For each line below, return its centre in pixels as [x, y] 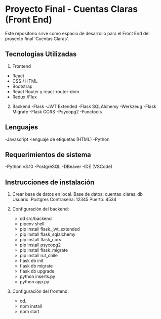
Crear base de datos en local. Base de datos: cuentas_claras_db [78, 194]
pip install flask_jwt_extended [50, 229]
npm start [29, 312]
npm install [31, 306]
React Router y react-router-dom [46, 91]
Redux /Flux [24, 97]
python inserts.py [38, 276]
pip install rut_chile [39, 256]
